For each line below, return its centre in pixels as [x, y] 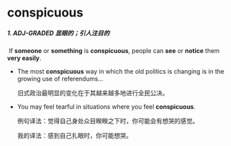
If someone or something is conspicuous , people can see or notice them [114, 51]
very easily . [24, 58]
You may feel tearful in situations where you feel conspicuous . [106, 107]
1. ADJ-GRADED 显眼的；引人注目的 [59, 33]
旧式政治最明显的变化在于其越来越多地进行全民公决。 [93, 93]
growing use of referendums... [60, 79]
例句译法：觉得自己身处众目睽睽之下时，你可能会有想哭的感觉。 [108, 121]
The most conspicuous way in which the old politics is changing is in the [121, 72]
